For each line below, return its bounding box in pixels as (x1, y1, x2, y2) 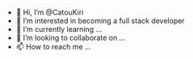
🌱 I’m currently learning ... (15, 25, 103, 33)
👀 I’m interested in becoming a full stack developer (15, 16, 185, 26)
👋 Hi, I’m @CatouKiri (15, 8, 84, 17)
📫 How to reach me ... (15, 42, 91, 51)
